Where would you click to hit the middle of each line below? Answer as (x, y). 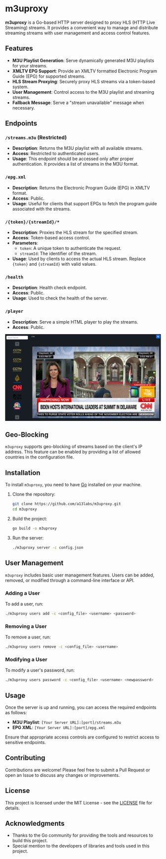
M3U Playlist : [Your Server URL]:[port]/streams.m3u (66, 722)
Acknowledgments (35, 823)
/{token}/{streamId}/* (32, 222)
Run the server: (28, 538)
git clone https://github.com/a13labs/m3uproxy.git (66, 504)
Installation (23, 473)
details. (13, 808)
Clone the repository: (34, 494)
